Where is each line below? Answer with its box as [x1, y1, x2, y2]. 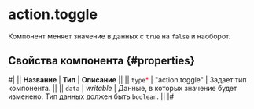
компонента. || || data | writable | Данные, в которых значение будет [8, 83, 237, 93]
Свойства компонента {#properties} [8, 54, 195, 67]
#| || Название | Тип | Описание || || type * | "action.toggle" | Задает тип [8, 74, 247, 84]
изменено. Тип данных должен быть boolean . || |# [8, 92, 175, 101]
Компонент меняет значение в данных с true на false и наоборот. [8, 31, 231, 41]
